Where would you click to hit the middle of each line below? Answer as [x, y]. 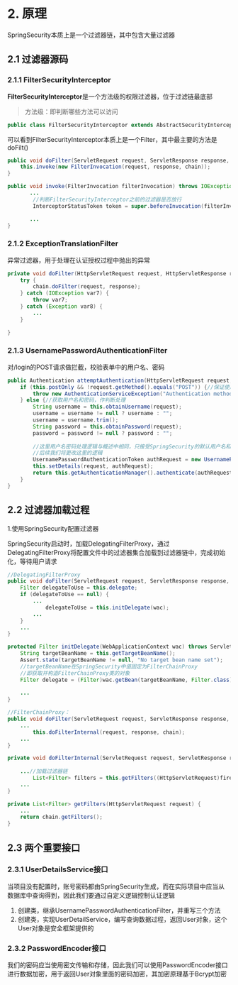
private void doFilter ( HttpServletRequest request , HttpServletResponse [117, 273]
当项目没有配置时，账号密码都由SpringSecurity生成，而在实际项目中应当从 [116, 886]
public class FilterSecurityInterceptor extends [80, 125]
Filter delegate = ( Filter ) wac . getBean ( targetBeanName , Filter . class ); [128, 680]
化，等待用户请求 [32, 561]
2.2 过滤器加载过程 [49, 510]
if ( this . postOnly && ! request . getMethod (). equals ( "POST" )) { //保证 [122, 387]
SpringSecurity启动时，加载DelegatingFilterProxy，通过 [89, 544]
